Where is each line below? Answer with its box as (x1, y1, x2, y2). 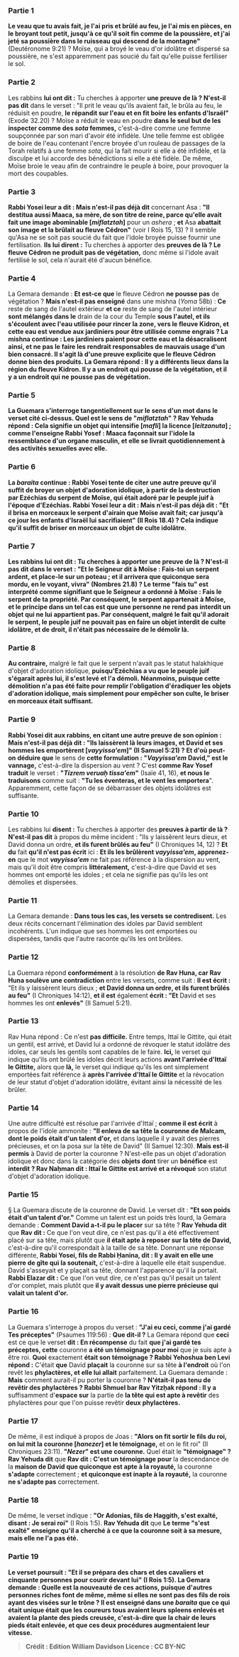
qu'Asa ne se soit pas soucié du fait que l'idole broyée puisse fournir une (8, 233, 221, 242)
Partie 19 (8, 1552, 39, 1562)
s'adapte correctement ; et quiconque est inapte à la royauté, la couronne (8, 1470, 228, 1479)
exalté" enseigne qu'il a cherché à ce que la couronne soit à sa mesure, (8, 1526, 222, 1535)
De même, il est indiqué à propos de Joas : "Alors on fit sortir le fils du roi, (8, 1432, 227, 1441)
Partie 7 (8, 541, 35, 551)
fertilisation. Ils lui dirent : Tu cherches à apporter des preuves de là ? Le (8, 240, 221, 249)
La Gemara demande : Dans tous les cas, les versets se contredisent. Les (8, 912, 227, 920)
